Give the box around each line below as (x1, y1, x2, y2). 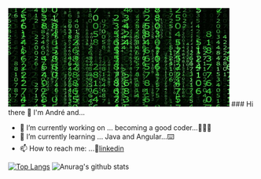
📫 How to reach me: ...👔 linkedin (19, 144, 124, 153)
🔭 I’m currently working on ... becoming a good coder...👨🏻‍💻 (19, 123, 212, 132)
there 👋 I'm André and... (8, 108, 85, 117)
